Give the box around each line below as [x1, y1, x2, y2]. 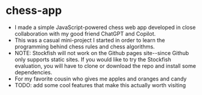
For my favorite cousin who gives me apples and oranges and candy [14, 75, 187, 82]
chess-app [5, 4, 62, 18]
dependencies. [14, 68, 52, 76]
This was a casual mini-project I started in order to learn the [14, 36, 165, 44]
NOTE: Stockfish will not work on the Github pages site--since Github [14, 49, 189, 56]
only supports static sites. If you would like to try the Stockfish [14, 56, 171, 63]
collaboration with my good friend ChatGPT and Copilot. [14, 30, 156, 37]
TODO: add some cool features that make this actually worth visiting [14, 81, 186, 88]
